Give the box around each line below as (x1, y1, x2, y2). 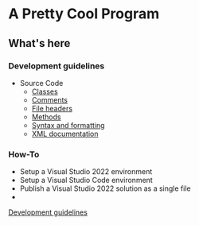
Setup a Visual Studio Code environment (19, 176, 153, 185)
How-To (8, 149, 40, 160)
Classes (31, 87, 58, 96)
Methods (31, 112, 61, 122)
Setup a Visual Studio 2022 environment (19, 167, 153, 177)
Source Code (19, 78, 64, 87)
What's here (8, 37, 71, 50)
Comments (31, 95, 68, 104)
